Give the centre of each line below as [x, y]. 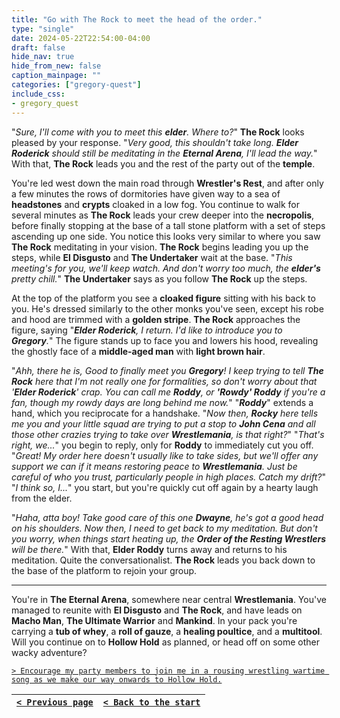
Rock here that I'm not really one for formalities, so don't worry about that [164, 381]
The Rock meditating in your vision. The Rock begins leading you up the [160, 247]
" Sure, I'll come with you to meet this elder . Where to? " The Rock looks [158, 132]
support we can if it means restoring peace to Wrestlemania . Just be [154, 466]
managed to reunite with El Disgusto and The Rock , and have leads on [157, 610]
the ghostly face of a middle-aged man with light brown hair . [138, 351]
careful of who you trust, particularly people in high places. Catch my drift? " [169, 477]
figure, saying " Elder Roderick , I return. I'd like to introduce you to [147, 330]
